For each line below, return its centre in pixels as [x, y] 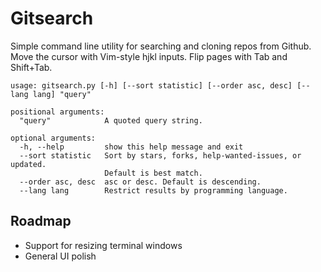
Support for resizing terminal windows [103, 245]
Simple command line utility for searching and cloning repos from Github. [161, 46]
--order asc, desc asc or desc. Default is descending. [140, 182]
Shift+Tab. [31, 67]
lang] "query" [62, 94]
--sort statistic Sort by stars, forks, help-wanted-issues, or [160, 155]
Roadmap [41, 221]
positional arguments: [57, 112]
